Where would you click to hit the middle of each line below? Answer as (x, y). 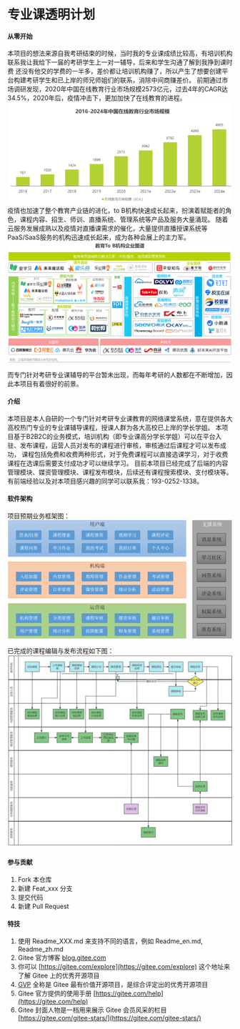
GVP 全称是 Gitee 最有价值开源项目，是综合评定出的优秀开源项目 (113, 984)
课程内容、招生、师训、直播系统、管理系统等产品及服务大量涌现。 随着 (124, 219)
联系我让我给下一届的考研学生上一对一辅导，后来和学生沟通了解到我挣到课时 (120, 62)
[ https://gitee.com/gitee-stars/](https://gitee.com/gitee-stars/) (109, 1018)
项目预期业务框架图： (39, 516)
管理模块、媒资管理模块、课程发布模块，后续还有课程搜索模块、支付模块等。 (120, 472)
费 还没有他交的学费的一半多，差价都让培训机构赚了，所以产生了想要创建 (115, 71)
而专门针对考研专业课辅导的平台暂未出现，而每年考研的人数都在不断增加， (117, 374)
